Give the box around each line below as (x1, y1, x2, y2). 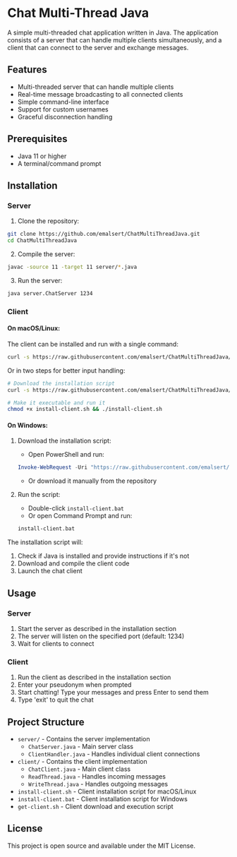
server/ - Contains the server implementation (17, 735, 150, 743)
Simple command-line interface (17, 97, 109, 106)
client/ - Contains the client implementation (17, 757, 147, 765)
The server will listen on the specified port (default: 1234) (17, 632, 185, 640)
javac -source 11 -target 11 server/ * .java (7, 263, 138, 270)
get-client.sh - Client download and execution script (17, 803, 174, 810)
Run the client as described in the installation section (17, 673, 171, 682)
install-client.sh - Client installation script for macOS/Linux (17, 787, 197, 796)
